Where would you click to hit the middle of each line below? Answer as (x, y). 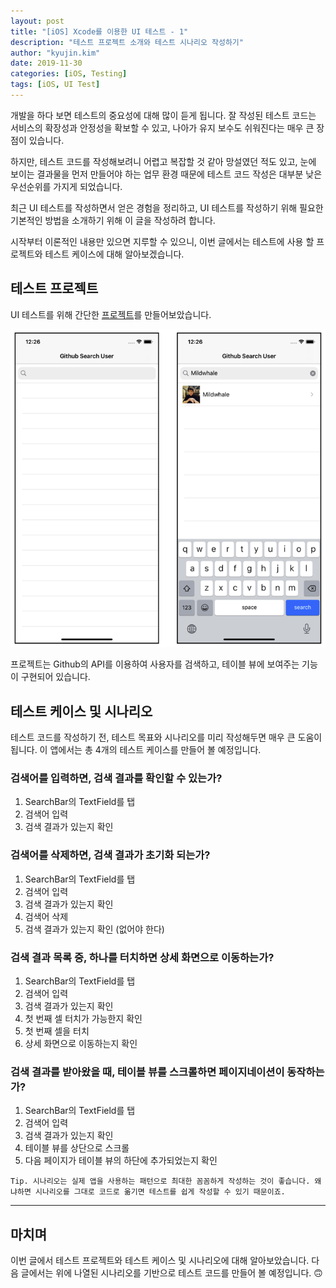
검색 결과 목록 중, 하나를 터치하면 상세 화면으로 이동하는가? (142, 957)
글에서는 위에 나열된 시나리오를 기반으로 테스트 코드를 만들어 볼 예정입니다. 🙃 (171, 1273)
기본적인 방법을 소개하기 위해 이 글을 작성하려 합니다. (113, 220)
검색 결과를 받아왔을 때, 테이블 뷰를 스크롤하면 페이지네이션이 (147, 1072)
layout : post (37, 21)
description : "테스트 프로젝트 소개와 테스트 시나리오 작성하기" (127, 42)
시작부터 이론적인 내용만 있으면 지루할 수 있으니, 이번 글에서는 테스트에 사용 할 (162, 241)
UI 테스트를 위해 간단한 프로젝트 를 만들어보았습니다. (111, 314)
